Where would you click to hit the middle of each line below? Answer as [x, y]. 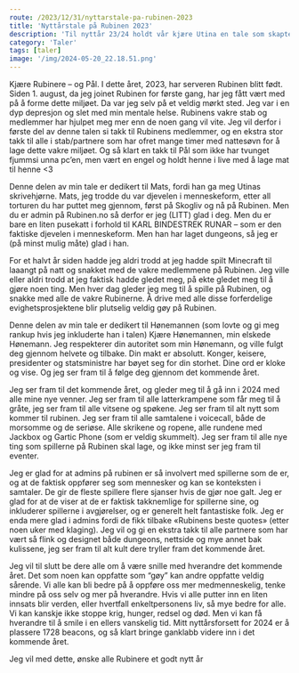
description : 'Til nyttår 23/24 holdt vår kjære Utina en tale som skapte [151, 34]
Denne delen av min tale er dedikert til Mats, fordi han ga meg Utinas [135, 186]
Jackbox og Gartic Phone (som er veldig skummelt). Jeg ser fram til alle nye [148, 437]
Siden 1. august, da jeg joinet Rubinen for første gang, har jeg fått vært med [147, 93]
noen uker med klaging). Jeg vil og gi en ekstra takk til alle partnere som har [149, 530]
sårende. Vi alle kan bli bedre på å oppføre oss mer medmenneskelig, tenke [148, 585]
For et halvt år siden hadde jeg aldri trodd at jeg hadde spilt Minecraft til [141, 260]
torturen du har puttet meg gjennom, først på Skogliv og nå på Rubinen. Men [149, 205]
